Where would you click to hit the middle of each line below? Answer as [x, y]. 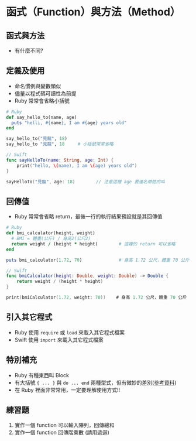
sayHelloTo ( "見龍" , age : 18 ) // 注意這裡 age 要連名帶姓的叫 [85, 182]
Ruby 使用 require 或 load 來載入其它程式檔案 [69, 332]
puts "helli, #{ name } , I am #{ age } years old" [69, 123]
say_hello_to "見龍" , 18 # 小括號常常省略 [60, 144]
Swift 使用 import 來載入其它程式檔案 [59, 340]
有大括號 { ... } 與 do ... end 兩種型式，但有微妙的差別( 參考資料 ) [95, 382]
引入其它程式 [29, 317]
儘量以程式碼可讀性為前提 [45, 93]
